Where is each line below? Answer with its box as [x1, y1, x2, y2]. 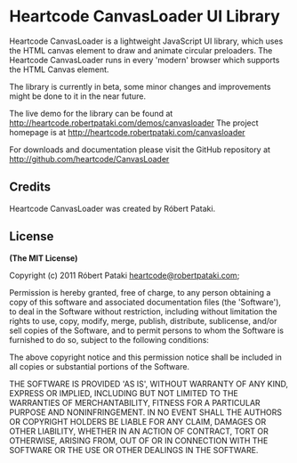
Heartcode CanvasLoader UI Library [9, 6, 280, 27]
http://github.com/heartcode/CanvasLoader [9, 153, 170, 164]
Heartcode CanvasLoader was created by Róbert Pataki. [9, 203, 216, 214]
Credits [9, 180, 52, 195]
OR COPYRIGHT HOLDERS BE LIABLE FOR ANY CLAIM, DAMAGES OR [9, 416, 267, 426]
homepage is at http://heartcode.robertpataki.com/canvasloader [9, 126, 246, 137]
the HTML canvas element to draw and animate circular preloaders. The [9, 45, 273, 55]
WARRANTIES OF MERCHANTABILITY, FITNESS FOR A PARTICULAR [9, 397, 261, 408]
